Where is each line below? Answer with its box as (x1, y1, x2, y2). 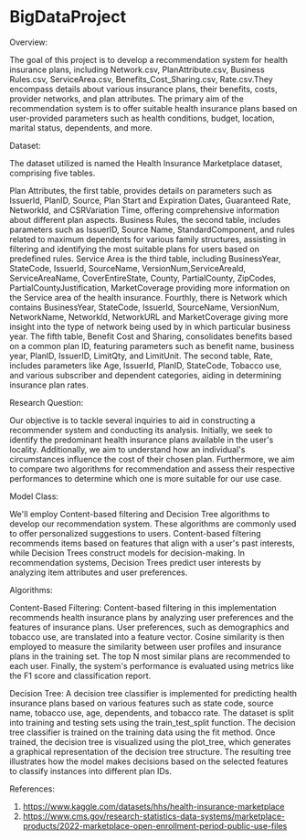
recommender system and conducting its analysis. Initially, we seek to (9, 424, 273, 435)
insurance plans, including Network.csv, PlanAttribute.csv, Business (9, 64, 265, 75)
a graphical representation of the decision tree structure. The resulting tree (9, 746, 291, 757)
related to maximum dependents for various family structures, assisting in (9, 233, 287, 244)
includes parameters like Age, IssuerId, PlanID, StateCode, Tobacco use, (9, 359, 282, 371)
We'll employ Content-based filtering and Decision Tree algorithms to (9, 508, 270, 519)
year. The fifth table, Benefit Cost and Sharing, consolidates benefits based (9, 331, 292, 342)
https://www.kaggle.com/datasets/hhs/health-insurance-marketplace (22, 801, 285, 812)
